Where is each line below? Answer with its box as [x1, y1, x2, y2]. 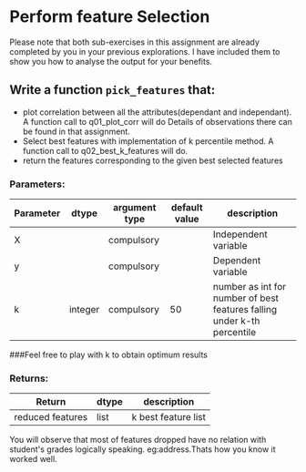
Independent [212, 228, 268, 241]
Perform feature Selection [9, 6, 210, 27]
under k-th [212, 314, 260, 327]
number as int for [212, 281, 287, 293]
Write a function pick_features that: [9, 82, 216, 97]
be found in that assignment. [22, 126, 130, 137]
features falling [212, 303, 278, 316]
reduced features [14, 411, 88, 424]
